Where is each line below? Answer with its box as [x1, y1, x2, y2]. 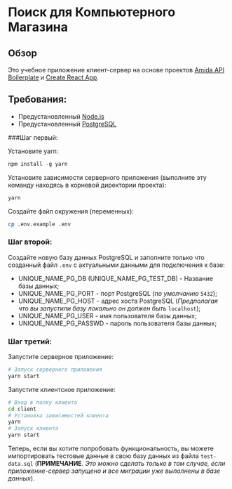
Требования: [8, 93, 67, 105]
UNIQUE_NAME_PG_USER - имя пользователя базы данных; [18, 311, 197, 320]
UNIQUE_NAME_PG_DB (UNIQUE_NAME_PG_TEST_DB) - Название [18, 274, 213, 282]
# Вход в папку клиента [8, 398, 78, 406]
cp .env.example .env [8, 221, 71, 228]
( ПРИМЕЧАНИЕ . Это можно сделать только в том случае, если [34, 459, 226, 468]
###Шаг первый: [8, 133, 58, 141]
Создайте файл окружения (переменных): [8, 207, 134, 215]
